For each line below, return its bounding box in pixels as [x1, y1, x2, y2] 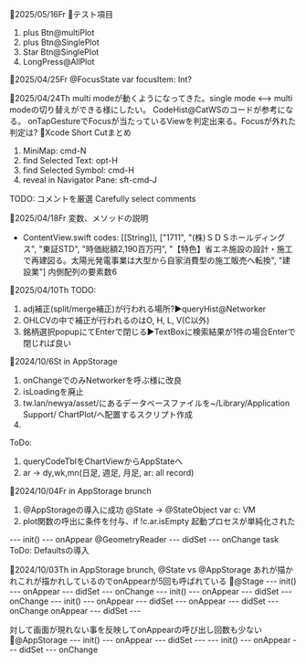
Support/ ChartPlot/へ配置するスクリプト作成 [22, 409, 194, 419]
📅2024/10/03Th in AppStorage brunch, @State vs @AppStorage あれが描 [9, 564, 286, 574]
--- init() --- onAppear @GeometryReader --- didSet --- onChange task [9, 534, 280, 544]
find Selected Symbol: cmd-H [22, 164, 135, 175]
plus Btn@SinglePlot [22, 37, 100, 47]
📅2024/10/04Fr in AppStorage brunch [9, 486, 153, 496]
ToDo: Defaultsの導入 [9, 545, 90, 555]
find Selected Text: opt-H [22, 155, 119, 165]
